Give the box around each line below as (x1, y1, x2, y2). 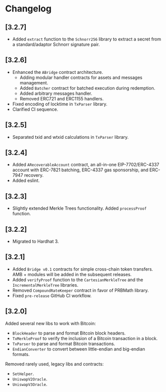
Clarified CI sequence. (12, 106, 59, 112)
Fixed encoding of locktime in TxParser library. (12, 101, 108, 107)
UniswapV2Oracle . (12, 376, 48, 382)
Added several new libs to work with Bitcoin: (5, 320, 96, 326)
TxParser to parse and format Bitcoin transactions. (12, 341, 115, 347)
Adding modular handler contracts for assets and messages (19, 74, 143, 80)
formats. (12, 351, 30, 357)
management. (19, 79, 48, 85)
